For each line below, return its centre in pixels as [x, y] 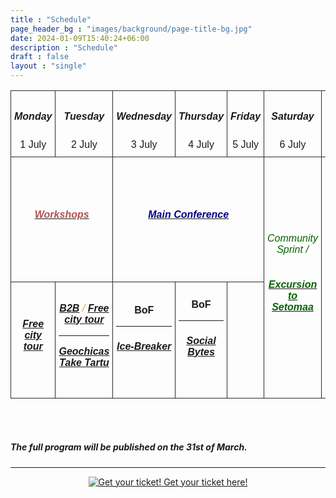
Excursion [293, 284]
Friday [246, 117]
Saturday [293, 117]
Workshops [62, 215]
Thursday [201, 117]
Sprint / [292, 250]
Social [201, 340]
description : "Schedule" [64, 47]
